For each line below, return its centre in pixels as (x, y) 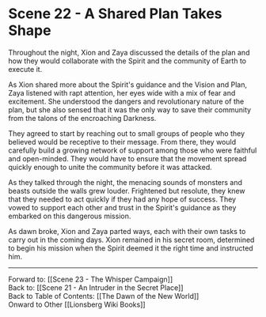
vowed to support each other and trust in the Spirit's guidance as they (122, 207)
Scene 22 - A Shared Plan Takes (116, 14)
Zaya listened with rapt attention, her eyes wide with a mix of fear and (122, 92)
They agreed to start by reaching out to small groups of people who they (127, 133)
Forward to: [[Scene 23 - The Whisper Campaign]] (90, 279)
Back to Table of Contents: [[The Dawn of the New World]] (104, 296)
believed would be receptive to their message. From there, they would (122, 142)
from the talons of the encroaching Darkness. (82, 118)
